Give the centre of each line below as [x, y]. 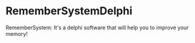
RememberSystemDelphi [69, 11]
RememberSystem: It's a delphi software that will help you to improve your [97, 27]
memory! [17, 33]
